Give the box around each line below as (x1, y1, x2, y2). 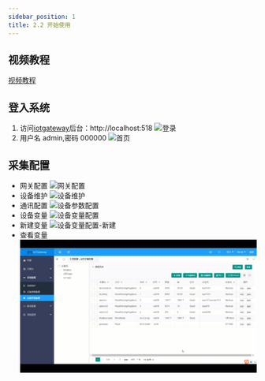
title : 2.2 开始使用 (8, 21, 71, 29)
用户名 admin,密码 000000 (19, 133, 107, 143)
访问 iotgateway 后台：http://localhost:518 (19, 123, 153, 133)
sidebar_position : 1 (8, 13, 77, 21)
